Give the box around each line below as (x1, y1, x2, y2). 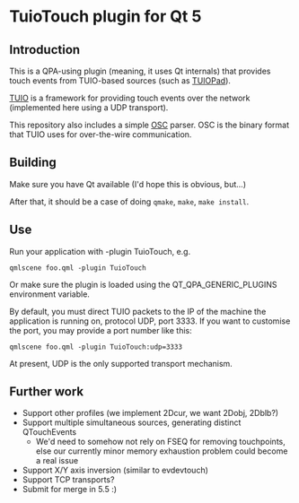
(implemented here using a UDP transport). (9, 102, 169, 113)
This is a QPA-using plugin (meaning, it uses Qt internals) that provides (9, 65, 271, 76)
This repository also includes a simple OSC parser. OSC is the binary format (9, 119, 290, 130)
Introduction (9, 42, 81, 57)
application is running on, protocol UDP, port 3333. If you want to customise (9, 316, 291, 326)
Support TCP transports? (22, 474, 115, 485)
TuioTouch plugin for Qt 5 (9, 6, 202, 27)
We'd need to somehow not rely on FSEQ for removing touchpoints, (35, 437, 286, 447)
